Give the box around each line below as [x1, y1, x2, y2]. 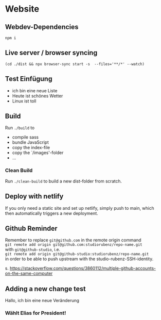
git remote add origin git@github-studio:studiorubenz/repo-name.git [5, 252, 149, 257]
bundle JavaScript [12, 139, 49, 145]
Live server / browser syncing [5, 49, 98, 57]
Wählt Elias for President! [5, 310, 67, 317]
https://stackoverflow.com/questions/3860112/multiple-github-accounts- [9, 266, 156, 271]
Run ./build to [5, 125, 35, 131]
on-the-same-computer [5, 270, 53, 276]
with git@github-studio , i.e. [5, 247, 60, 253]
